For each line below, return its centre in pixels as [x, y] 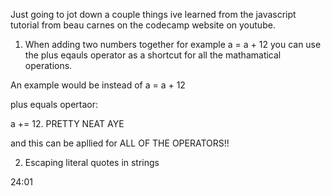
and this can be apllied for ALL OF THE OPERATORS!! [120, 143]
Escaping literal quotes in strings [92, 162]
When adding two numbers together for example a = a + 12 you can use [173, 44]
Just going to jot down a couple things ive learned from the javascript [153, 14]
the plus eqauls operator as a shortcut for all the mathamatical [153, 55]
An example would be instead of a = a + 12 [98, 85]
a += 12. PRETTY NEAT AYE [67, 123]
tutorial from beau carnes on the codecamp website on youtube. [143, 25]
